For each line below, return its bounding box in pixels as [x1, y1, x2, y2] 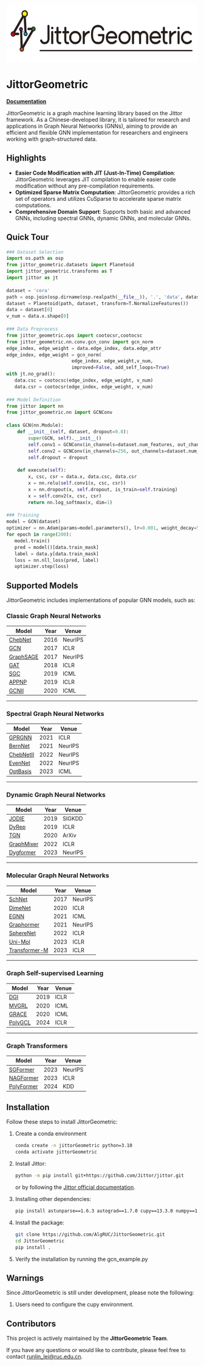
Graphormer [8, 921, 40, 928]
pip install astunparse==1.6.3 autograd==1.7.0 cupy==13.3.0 [15, 1208, 174, 1214]
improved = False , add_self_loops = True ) [71, 365, 170, 371]
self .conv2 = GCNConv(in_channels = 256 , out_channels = [28, 448, 167, 454]
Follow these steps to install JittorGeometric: [6, 1118, 118, 1126]
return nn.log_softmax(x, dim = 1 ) [28, 499, 113, 505]
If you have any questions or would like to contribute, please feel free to [6, 1347, 186, 1354]
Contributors [6, 1319, 56, 1329]
